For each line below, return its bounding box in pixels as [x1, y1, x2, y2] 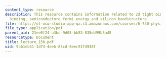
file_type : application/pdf [5, 26, 63, 31]
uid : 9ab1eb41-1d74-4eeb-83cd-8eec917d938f [5, 44, 96, 49]
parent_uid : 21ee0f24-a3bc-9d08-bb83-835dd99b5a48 [5, 30, 112, 35]
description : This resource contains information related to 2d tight [5, 12, 154, 17]
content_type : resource [5, 7, 54, 12]
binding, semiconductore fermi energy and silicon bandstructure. [9, 16, 149, 21]
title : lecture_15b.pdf [5, 40, 54, 45]
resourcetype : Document [5, 35, 54, 40]
